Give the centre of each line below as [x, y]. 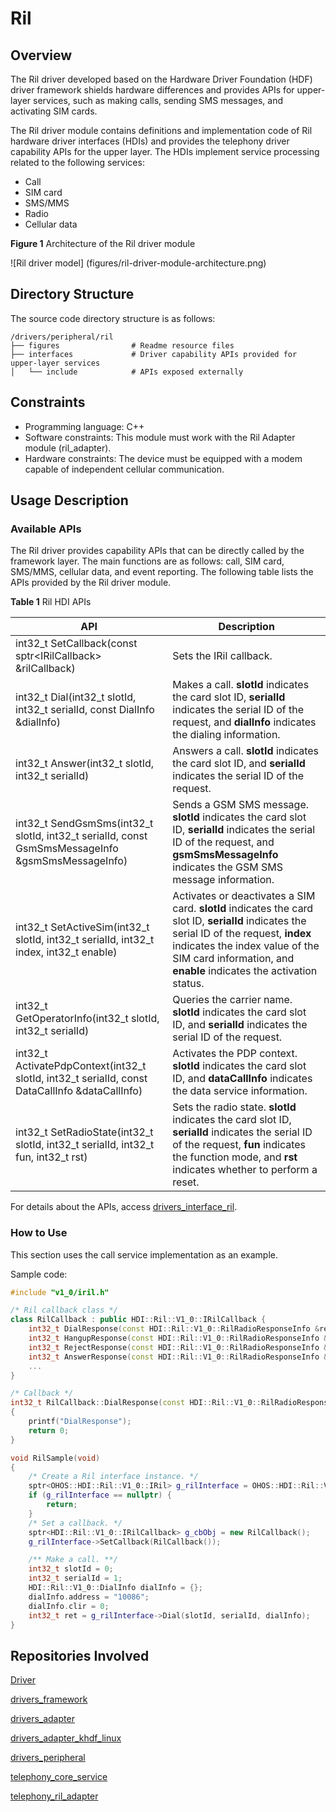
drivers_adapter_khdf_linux [66, 1738]
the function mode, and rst [235, 1157]
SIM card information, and [233, 959]
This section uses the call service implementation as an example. [144, 1254]
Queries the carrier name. [232, 1000]
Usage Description [69, 500]
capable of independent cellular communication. [124, 469]
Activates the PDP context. [235, 1054]
